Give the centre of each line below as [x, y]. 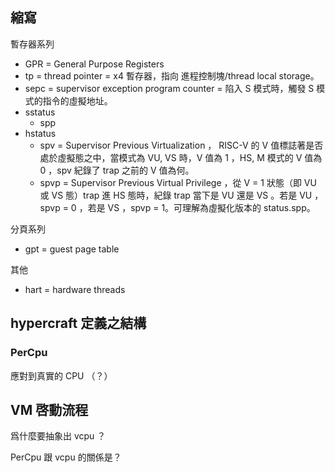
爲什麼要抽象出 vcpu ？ [58, 436]
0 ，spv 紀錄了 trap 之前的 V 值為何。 [117, 170]
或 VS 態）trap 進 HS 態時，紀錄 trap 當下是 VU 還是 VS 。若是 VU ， [181, 195]
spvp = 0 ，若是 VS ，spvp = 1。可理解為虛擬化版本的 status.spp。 [177, 207]
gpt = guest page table [72, 249]
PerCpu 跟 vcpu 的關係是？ [66, 457]
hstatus [40, 133]
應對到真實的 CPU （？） [61, 375]
